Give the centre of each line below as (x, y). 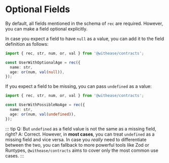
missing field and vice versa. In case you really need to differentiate (76, 139)
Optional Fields (38, 9)
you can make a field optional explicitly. (46, 28)
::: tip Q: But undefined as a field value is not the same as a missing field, (81, 128)
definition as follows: (27, 44)
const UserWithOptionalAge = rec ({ (43, 62)
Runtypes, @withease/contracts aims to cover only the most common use (82, 150)
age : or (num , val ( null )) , (37, 72)
